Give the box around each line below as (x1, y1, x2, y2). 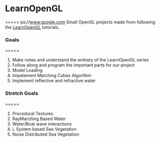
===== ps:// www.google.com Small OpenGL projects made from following (5, 19, 156, 25)
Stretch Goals (5, 90, 38, 97)
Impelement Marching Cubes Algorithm (12, 73, 91, 79)
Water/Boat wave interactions (12, 121, 72, 127)
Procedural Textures (12, 110, 53, 116)
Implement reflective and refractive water (12, 78, 96, 83)
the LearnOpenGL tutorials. (5, 24, 60, 30)
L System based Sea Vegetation (12, 126, 77, 132)
